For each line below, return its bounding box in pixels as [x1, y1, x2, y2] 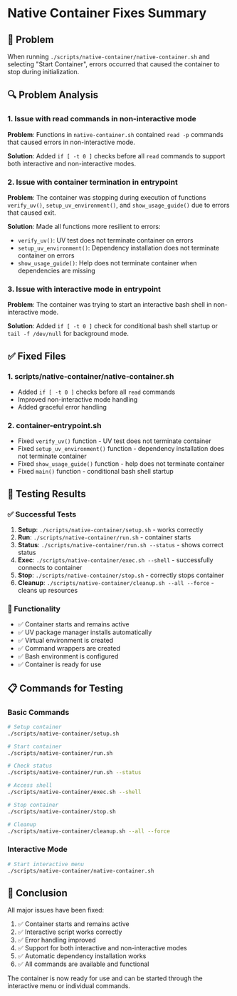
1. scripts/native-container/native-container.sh [7, 371, 174, 381]
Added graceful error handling [17, 402, 107, 411]
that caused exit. [7, 208, 57, 217]
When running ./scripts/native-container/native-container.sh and [7, 52, 210, 61]
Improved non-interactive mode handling [17, 395, 138, 404]
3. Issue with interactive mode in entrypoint [7, 284, 162, 294]
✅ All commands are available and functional [17, 960, 149, 968]
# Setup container [7, 723, 62, 731]
